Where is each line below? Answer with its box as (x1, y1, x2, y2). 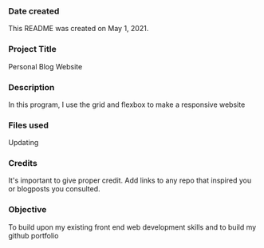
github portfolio (8, 230, 59, 240)
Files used (8, 120, 49, 131)
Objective (8, 204, 47, 215)
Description (8, 81, 55, 93)
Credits (8, 158, 37, 169)
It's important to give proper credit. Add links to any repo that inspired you (8, 175, 252, 185)
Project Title (8, 44, 57, 55)
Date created (8, 6, 60, 17)
